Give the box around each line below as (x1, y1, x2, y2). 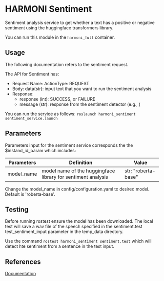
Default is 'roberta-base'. (5, 191, 56, 197)
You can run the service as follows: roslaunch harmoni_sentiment (5, 111, 136, 117)
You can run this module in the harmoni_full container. (5, 34, 115, 40)
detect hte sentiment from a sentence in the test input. (5, 243, 115, 249)
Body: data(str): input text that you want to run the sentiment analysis (12, 86, 152, 92)
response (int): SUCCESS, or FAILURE (19, 96, 96, 102)
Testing (5, 205, 29, 213)
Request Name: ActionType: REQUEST (12, 80, 89, 86)
